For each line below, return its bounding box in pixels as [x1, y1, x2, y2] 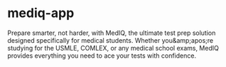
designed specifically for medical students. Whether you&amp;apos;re [7, 36, 214, 44]
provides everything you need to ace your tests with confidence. [7, 51, 197, 60]
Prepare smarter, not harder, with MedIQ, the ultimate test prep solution [7, 29, 216, 37]
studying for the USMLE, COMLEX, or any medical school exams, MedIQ [7, 43, 219, 52]
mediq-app [7, 5, 75, 21]
